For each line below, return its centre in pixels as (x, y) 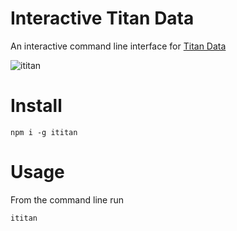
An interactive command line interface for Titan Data (118, 46)
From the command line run (67, 199)
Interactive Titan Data (102, 18)
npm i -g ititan (44, 132)
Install (36, 106)
